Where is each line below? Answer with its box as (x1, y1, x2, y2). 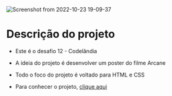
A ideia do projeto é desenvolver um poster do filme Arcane (15, 59, 166, 67)
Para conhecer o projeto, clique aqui (15, 83, 107, 90)
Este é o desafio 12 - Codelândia (15, 47, 97, 54)
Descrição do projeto (6, 28, 115, 41)
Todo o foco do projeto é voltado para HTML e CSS (15, 71, 145, 78)
